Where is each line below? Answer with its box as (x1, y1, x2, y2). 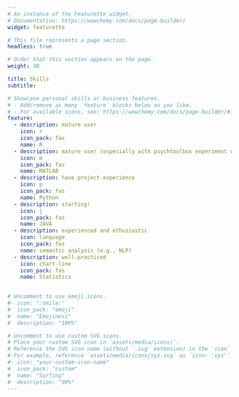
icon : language (20, 234, 65, 241)
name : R (20, 141, 43, 148)
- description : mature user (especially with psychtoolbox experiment (14, 147, 228, 155)
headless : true (7, 43, 53, 51)
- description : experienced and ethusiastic (14, 227, 148, 235)
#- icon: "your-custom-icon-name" (7, 359, 110, 366)
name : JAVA (20, 221, 53, 228)
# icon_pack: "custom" (7, 365, 78, 372)
